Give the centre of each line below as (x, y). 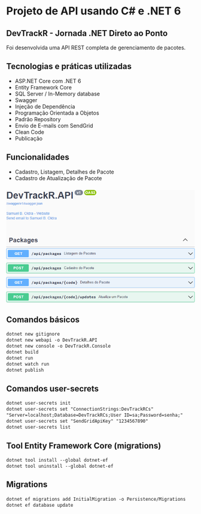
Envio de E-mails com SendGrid (54, 125)
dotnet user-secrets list (38, 428)
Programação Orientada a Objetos (57, 113)
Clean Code (30, 132)
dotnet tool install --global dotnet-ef (57, 460)
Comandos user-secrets (53, 389)
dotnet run (20, 358)
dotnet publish (25, 370)
